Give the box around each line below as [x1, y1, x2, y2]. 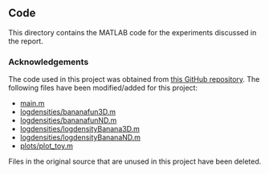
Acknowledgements [8, 56, 89, 67]
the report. [8, 36, 44, 46]
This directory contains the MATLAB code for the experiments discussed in [8, 27, 257, 37]
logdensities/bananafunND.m [19, 115, 117, 125]
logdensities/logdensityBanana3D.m [19, 124, 141, 134]
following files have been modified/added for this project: [8, 83, 198, 93]
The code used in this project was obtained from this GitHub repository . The [8, 75, 260, 84]
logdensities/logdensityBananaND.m [19, 132, 141, 143]
